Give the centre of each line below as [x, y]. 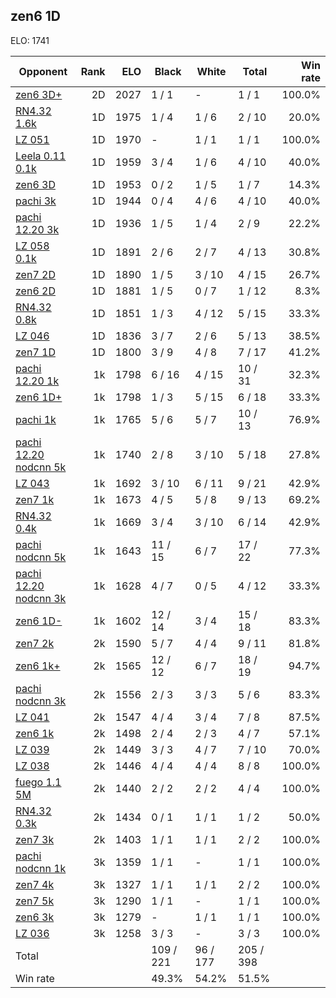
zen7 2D [35, 274]
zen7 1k [35, 499]
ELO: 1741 [30, 40]
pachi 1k [36, 419]
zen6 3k [35, 917]
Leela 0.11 [41, 156]
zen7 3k [35, 839]
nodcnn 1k [41, 868]
